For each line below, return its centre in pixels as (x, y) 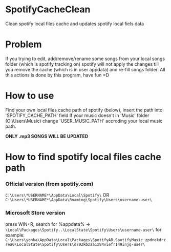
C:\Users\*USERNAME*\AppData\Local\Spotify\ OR (57, 195)
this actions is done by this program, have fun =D (57, 75)
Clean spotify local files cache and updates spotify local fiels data (75, 24)
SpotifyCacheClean (48, 9)
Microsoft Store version (35, 213)
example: (15, 235)
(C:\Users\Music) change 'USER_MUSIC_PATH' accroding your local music (84, 121)
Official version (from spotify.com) (49, 184)
